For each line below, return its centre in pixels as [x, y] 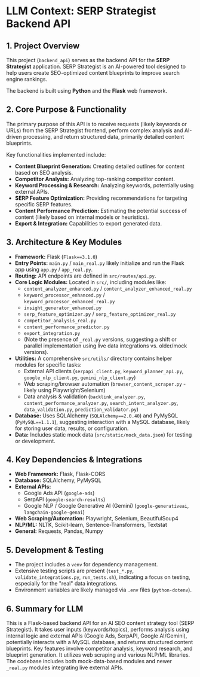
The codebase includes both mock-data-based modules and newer [89, 661]
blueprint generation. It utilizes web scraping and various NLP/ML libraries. [98, 655]
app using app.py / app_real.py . [54, 269]
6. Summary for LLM [45, 609]
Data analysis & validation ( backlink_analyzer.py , [84, 397]
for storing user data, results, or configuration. [72, 428]
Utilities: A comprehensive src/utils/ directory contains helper [93, 358]
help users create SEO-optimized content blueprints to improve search [93, 73]
